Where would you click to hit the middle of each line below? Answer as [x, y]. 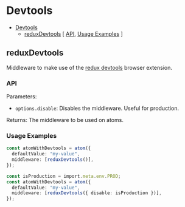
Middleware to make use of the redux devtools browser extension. [89, 67]
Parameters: [22, 97]
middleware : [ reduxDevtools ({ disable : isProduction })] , [87, 193]
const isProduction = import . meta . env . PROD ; [64, 176]
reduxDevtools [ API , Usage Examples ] [73, 33]
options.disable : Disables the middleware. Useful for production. [97, 108]
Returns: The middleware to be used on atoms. [65, 120]
